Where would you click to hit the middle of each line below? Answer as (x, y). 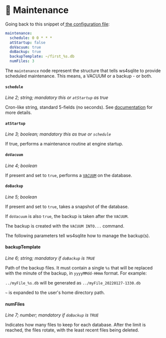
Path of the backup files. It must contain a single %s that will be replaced (79, 268)
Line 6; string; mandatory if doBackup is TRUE (50, 258)
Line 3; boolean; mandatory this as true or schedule (58, 134)
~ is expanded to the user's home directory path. (55, 292)
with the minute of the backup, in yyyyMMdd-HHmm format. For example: (76, 273)
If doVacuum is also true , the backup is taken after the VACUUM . (67, 216)
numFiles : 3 (22, 61)
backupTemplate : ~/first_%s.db (42, 56)
